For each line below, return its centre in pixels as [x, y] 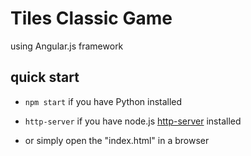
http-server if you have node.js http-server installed [133, 121]
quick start [45, 77]
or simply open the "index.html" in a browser [117, 140]
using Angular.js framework [67, 46]
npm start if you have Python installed [103, 101]
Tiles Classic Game [91, 18]
